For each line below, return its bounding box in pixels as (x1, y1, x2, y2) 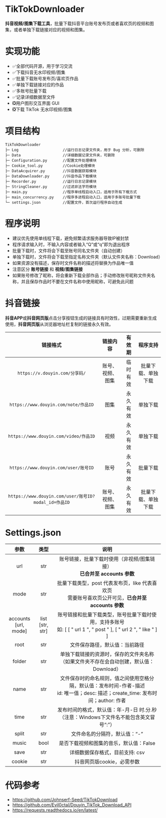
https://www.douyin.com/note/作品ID (9, 402, 94, 408)
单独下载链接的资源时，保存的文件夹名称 (60, 650, 155, 657)
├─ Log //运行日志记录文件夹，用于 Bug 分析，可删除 (5, 147, 145, 152)
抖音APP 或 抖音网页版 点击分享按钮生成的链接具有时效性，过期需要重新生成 (5, 315, 157, 321)
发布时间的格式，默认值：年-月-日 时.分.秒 (57, 706, 157, 713)
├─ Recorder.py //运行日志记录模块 (5, 179, 97, 184)
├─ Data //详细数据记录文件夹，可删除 (5, 152, 115, 158)
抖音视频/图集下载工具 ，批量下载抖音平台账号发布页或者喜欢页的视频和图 (5, 20, 154, 26)
